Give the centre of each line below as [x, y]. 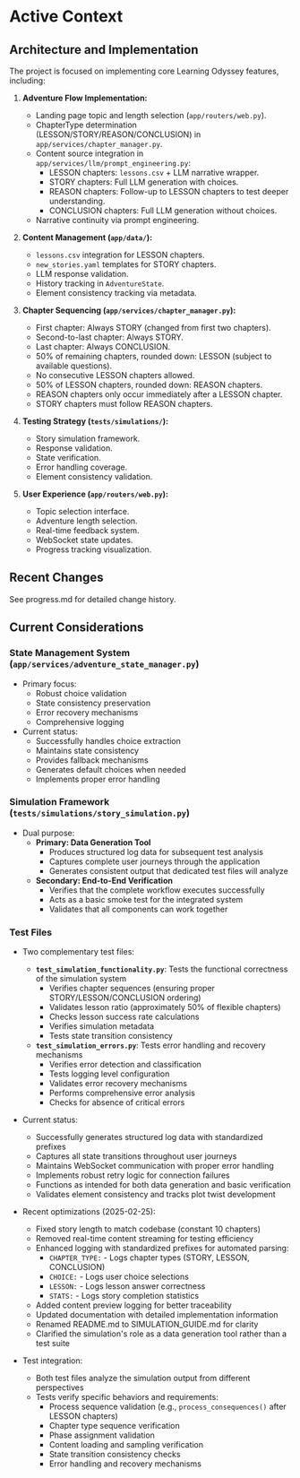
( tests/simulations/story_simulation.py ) [100, 813]
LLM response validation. [82, 274]
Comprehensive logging [80, 722]
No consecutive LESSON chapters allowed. [115, 375]
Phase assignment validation [102, 1435]
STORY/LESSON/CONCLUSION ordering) [125, 998]
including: [28, 81]
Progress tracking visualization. [94, 549]
